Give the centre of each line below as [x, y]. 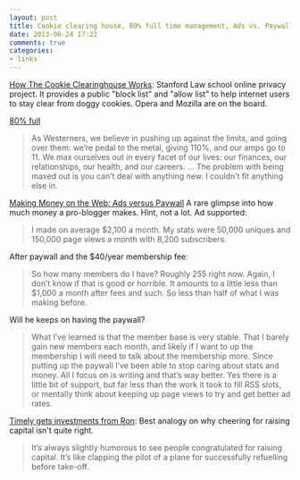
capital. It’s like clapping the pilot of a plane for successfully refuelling [159, 457]
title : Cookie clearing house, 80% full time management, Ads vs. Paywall [151, 26]
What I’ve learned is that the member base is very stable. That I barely [160, 337]
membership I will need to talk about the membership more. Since [152, 356]
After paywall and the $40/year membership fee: [99, 257]
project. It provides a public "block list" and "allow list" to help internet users [150, 94]
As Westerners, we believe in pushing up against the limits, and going [159, 138]
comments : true [37, 42]
